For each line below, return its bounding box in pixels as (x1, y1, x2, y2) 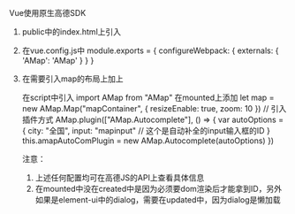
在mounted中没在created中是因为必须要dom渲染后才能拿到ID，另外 (34, 184, 283, 194)
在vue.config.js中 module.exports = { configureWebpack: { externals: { (21, 45, 279, 56)
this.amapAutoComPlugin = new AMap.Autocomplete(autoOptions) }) (21, 135, 275, 146)
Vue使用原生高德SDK (9, 8, 87, 18)
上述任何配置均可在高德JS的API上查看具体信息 (34, 172, 205, 183)
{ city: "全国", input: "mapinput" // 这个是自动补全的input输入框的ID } (21, 126, 271, 135)
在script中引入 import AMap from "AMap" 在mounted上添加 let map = (21, 92, 275, 103)
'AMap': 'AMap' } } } (21, 56, 95, 65)
